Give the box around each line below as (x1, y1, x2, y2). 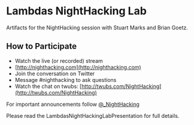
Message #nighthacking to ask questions (14, 76, 117, 83)
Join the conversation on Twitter (14, 70, 95, 77)
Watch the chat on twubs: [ (14, 83, 82, 90)
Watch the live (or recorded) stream (14, 57, 103, 64)
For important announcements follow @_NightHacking (6, 100, 140, 108)
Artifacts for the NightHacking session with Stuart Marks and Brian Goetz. (6, 24, 189, 31)
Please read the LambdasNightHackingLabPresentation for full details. (6, 112, 180, 119)
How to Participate (6, 41, 77, 51)
